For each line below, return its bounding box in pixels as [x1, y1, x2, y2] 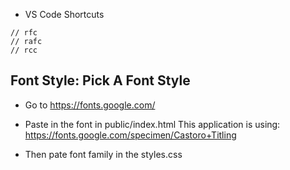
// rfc [10, 28, 38, 38]
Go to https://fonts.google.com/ [24, 99, 156, 111]
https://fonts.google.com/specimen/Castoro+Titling [24, 129, 237, 141]
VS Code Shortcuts [24, 9, 105, 20]
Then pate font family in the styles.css [24, 148, 183, 160]
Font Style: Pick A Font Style [10, 72, 191, 89]
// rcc [10, 45, 38, 55]
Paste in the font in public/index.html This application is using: [24, 118, 281, 130]
